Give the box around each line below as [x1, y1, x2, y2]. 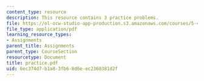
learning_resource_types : [6, 32, 72, 38]
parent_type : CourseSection [6, 49, 78, 55]
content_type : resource [6, 9, 67, 15]
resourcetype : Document [6, 54, 67, 60]
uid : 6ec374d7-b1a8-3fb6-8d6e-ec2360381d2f [6, 65, 118, 72]
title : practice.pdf [6, 60, 59, 66]
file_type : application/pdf [6, 26, 78, 32]
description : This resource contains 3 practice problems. [6, 15, 159, 21]
